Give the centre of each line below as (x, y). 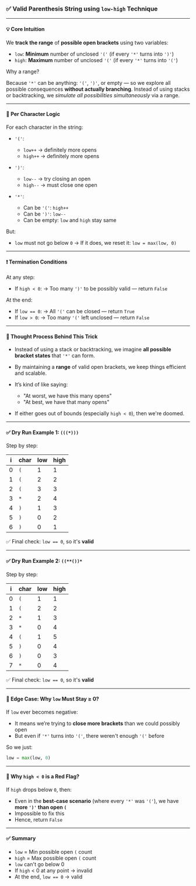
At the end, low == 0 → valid (48, 877)
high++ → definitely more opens (61, 156)
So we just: (20, 747)
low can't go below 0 (39, 864)
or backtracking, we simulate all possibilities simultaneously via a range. (93, 95)
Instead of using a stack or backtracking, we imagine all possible (93, 350)
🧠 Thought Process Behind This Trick (52, 336)
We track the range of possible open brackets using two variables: (87, 42)
